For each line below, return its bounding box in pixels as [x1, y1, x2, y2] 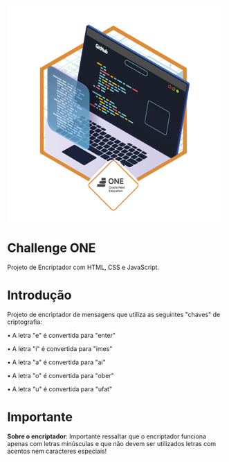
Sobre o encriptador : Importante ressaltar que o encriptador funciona [7, 432, 206, 440]
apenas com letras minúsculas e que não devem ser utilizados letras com [7, 439, 217, 447]
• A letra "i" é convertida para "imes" [7, 344, 113, 352]
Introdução [7, 287, 72, 303]
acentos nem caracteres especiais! [7, 447, 107, 455]
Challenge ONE [7, 240, 96, 256]
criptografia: [7, 318, 43, 326]
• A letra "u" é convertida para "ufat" [7, 384, 113, 393]
